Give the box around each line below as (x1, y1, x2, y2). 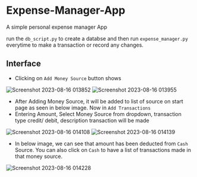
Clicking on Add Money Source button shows (14, 74, 121, 81)
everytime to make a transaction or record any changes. (6, 41, 144, 48)
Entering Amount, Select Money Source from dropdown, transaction (14, 110, 182, 117)
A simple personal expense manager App (6, 23, 107, 30)
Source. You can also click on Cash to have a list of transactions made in (14, 146, 192, 153)
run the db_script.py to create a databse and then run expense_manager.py (6, 35, 189, 42)
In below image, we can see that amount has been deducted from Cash (14, 140, 189, 147)
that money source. (14, 152, 62, 160)
